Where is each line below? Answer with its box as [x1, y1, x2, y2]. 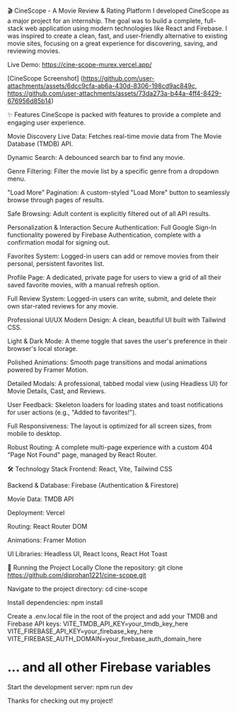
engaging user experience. [7, 118, 86, 127]
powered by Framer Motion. [7, 366, 88, 374]
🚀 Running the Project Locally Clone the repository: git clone [7, 563, 183, 572]
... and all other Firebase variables [7, 660, 211, 675]
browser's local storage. [7, 345, 78, 352]
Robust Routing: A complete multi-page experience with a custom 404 [7, 443, 213, 452]
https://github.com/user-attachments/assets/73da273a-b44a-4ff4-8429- [7, 89, 222, 98]
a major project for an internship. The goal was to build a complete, [7, 17, 203, 25]
